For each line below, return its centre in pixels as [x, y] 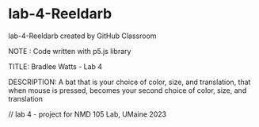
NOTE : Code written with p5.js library [70, 51]
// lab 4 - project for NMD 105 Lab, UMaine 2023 [88, 114]
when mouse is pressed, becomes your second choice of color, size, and [128, 90]
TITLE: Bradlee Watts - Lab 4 [55, 66]
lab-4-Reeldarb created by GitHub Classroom [82, 36]
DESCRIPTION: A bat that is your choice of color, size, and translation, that [129, 82]
